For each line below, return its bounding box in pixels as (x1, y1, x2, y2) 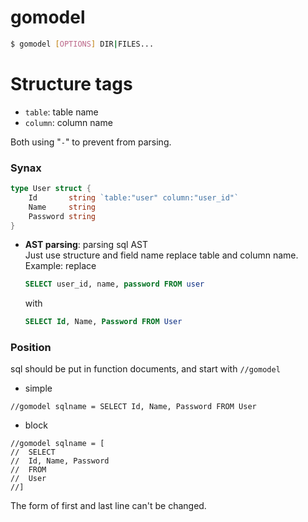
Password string (28, 211, 97, 221)
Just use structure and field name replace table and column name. (24, 249, 299, 261)
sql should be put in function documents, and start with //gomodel (10, 363, 281, 375)
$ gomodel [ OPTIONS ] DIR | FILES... (10, 39, 155, 49)
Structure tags (10, 73, 133, 95)
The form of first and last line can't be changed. (10, 500, 207, 512)
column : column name (24, 116, 113, 128)
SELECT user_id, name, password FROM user (24, 279, 205, 290)
